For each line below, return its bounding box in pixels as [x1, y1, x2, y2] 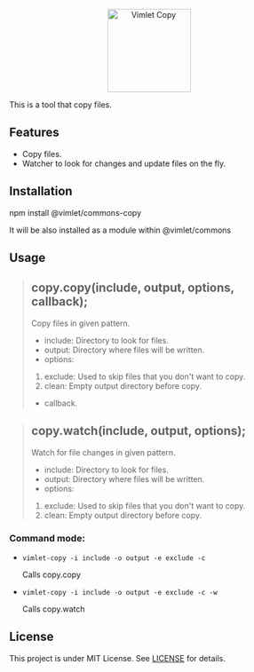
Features [9, 125, 60, 140]
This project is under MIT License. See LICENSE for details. [9, 652, 226, 663]
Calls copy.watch [21, 604, 86, 614]
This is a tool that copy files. [9, 99, 113, 110]
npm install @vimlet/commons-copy [9, 207, 142, 217]
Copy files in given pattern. [30, 318, 131, 328]
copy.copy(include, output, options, [30, 281, 234, 296]
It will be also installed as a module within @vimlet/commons [9, 225, 232, 235]
